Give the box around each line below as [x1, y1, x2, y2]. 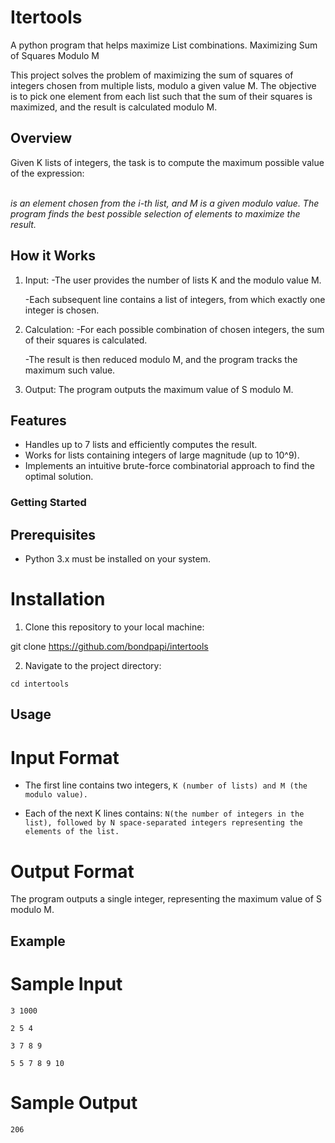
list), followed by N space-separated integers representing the [24, 818, 303, 828]
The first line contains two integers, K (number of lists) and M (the [24, 779, 308, 791]
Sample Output [10, 1091, 138, 1114]
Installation [10, 588, 106, 611]
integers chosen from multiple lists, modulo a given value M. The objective [10, 79, 317, 91]
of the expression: [10, 167, 85, 179]
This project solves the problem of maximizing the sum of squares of [10, 69, 294, 81]
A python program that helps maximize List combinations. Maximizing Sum [10, 39, 318, 51]
